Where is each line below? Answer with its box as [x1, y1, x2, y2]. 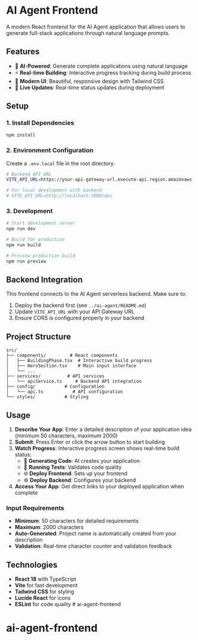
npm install [6, 132, 36, 138]
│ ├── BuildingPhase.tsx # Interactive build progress [6, 358, 152, 364]
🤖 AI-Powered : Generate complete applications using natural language [14, 62, 188, 69]
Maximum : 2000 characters [14, 524, 84, 531]
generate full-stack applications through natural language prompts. [6, 29, 170, 36]
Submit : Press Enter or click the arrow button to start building [14, 439, 165, 446]
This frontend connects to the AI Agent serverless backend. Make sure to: [6, 290, 187, 297]
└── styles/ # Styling [6, 394, 89, 400]
